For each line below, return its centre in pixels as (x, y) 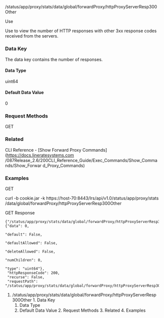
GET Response (20, 213)
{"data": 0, (17, 226)
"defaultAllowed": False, (31, 243)
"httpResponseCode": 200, (33, 273)
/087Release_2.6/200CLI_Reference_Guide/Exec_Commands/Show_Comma (81, 160)
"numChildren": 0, (24, 260)
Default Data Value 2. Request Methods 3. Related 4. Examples (82, 310)
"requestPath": (22, 281)
